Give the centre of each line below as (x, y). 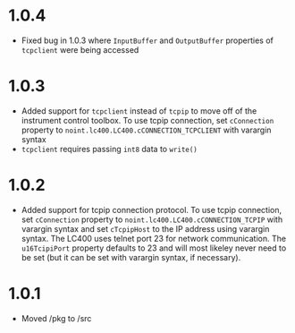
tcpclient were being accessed (80, 49)
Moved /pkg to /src (56, 318)
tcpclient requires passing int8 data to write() (110, 149)
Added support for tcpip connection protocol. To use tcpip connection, (152, 209)
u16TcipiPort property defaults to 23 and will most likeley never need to (154, 248)
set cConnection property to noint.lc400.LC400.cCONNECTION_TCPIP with (152, 219)
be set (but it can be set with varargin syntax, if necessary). (131, 257)
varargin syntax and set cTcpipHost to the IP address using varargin (145, 228)
